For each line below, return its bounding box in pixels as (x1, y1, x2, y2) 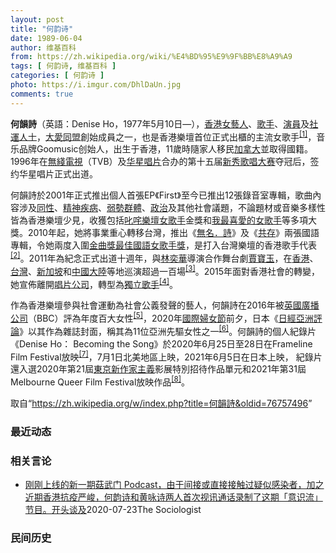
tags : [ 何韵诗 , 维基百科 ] (10, 61, 117, 71)
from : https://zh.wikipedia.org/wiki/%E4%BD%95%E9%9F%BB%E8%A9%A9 (10, 52, 293, 62)
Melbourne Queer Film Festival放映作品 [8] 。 (10, 374, 191, 388)
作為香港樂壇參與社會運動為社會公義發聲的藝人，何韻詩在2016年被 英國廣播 (10, 299, 320, 311)
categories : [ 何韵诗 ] (10, 71, 105, 81)
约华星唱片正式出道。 (10, 168, 98, 180)
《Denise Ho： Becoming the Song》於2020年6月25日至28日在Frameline (10, 337, 313, 350)
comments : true (10, 89, 74, 99)
